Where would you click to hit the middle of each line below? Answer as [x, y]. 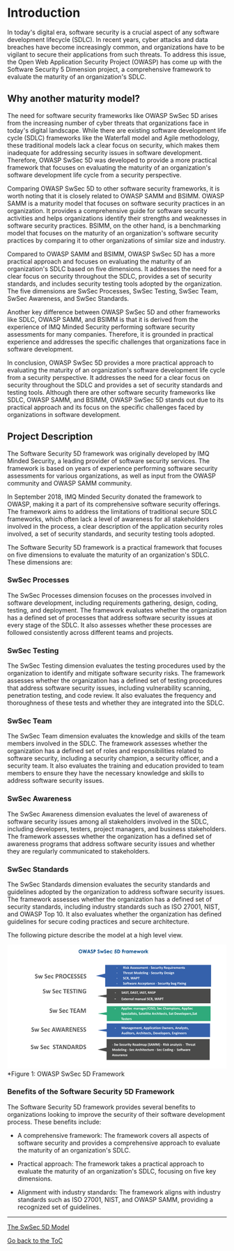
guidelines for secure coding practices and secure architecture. [99, 922]
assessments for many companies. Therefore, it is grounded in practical [110, 334]
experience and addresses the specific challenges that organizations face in [117, 342]
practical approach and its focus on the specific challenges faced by [106, 407]
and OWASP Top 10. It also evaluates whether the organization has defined [114, 914]
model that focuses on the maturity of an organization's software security [113, 233]
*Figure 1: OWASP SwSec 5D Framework [66, 1074]
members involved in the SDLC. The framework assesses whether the [107, 744]
